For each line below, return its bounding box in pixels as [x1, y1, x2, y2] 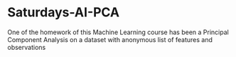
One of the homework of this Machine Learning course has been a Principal [7, 28, 229, 36]
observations [7, 43, 46, 51]
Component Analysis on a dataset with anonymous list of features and [7, 35, 213, 43]
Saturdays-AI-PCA [7, 4, 119, 21]
